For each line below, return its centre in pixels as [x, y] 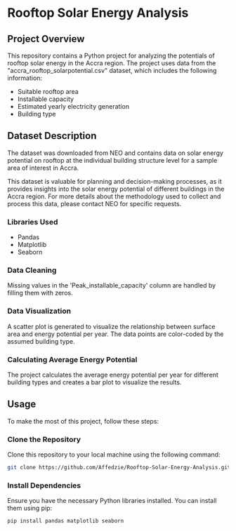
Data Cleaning [32, 270]
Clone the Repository [44, 439]
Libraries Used [33, 222]
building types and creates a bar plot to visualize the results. [94, 382]
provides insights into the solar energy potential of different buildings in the [116, 189]
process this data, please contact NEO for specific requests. [94, 203]
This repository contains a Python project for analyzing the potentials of [111, 55]
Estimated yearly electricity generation [73, 106]
